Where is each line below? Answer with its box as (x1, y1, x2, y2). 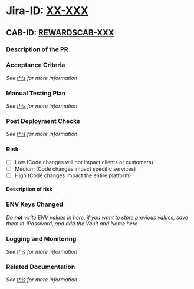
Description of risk (6, 185, 53, 192)
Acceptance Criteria (6, 61, 65, 69)
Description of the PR (6, 45, 68, 54)
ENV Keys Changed (6, 200, 64, 208)
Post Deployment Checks (6, 117, 81, 125)
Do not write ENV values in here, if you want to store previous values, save (6, 214, 189, 221)
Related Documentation (6, 263, 75, 271)
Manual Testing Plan (6, 89, 66, 97)
